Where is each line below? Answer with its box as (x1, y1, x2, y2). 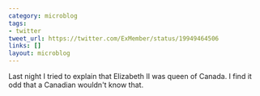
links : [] (8, 42, 42, 50)
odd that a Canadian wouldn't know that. (8, 80, 144, 90)
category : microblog (8, 11, 79, 20)
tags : (8, 19, 27, 27)
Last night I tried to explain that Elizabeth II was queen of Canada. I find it (8, 72, 253, 81)
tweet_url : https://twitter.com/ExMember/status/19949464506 (8, 34, 220, 43)
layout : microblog (8, 49, 70, 57)
